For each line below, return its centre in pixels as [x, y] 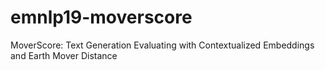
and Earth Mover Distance [64, 55]
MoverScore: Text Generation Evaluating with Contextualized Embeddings [162, 45]
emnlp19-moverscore [101, 17]
